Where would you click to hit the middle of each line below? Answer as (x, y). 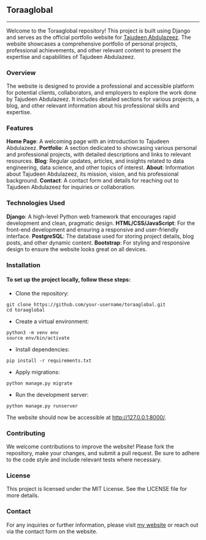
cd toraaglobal (26, 310)
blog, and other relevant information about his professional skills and (93, 106)
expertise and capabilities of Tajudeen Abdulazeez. (71, 57)
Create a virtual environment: (52, 321)
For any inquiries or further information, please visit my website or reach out (102, 525)
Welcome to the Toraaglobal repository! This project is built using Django (98, 31)
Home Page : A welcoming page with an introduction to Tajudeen (88, 141)
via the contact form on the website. (52, 531)
